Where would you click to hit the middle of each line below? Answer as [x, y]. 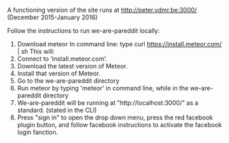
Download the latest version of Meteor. [72, 66]
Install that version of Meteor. [59, 73]
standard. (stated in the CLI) [57, 110]
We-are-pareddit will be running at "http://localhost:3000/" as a [108, 103]
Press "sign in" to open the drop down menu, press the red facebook [115, 117]
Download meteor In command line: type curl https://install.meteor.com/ [119, 44]
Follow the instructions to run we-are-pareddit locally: [83, 31]
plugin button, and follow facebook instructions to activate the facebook [119, 125]
